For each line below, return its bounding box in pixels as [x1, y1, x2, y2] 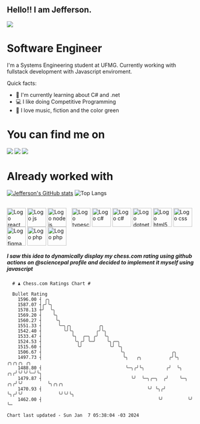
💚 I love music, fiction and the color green [15, 107, 119, 114]
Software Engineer [7, 42, 102, 55]
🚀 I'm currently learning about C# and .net [15, 91, 120, 98]
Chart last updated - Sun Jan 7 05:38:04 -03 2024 [7, 412, 139, 418]
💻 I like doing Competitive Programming [15, 98, 116, 105]
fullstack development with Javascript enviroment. [7, 67, 133, 75]
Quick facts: [7, 79, 37, 87]
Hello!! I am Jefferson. [7, 5, 92, 15]
